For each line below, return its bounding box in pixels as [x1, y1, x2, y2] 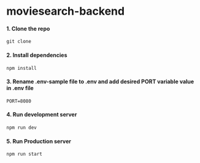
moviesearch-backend [6, 4, 125, 18]
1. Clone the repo [6, 25, 50, 32]
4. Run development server [6, 111, 77, 118]
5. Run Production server [6, 137, 72, 145]
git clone [6, 39, 32, 45]
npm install [6, 65, 37, 71]
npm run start [6, 151, 43, 157]
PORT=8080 [6, 98, 32, 104]
